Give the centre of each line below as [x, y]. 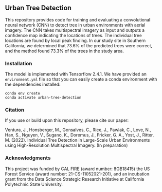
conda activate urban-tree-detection [43, 98]
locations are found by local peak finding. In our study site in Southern [75, 40]
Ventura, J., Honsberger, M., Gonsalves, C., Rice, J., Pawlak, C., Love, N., [78, 130]
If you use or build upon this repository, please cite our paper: [67, 120]
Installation [19, 63]
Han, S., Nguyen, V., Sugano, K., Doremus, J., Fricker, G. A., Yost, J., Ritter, [80, 135]
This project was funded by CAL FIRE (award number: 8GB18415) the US [78, 169]
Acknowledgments [28, 158]
